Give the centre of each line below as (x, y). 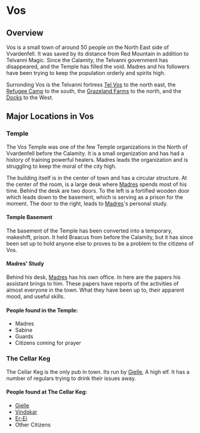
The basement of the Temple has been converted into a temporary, (89, 231)
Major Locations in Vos (50, 116)
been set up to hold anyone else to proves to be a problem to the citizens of (100, 243)
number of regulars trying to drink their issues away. (71, 378)
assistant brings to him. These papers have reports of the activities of (92, 284)
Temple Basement (30, 217)
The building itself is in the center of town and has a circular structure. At (97, 178)
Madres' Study (25, 264)
